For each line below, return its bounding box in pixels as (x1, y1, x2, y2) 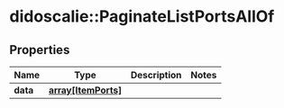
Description (130, 69, 182, 81)
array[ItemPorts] (48, 84, 123, 96)
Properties (9, 42, 70, 58)
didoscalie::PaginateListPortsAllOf (9, 6, 275, 27)
